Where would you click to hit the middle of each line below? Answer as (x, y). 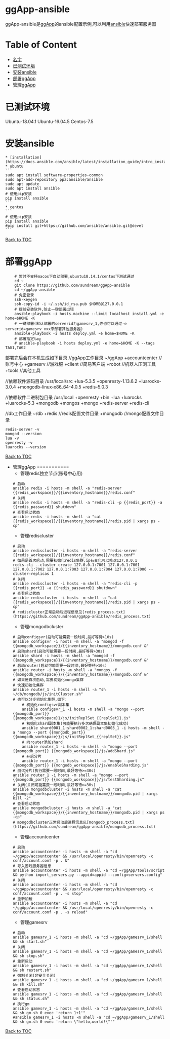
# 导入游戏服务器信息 (32, 866)
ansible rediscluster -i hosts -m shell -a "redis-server (75, 551)
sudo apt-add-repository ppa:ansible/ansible (54, 179)
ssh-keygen (26, 299)
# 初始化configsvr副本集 (46, 705)
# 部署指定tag (28, 339)
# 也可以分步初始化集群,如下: (40, 699)
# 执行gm (21, 1004)
